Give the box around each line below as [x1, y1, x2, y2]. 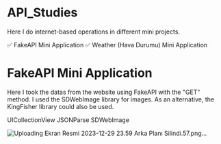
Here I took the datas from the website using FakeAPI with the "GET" [7, 88, 200, 96]
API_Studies [7, 5, 78, 21]
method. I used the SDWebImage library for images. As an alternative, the [7, 95, 214, 104]
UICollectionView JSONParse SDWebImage [7, 115, 130, 124]
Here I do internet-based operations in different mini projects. [7, 27, 180, 36]
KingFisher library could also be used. [7, 102, 114, 110]
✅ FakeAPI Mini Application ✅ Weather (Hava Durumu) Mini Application [7, 40, 208, 49]
